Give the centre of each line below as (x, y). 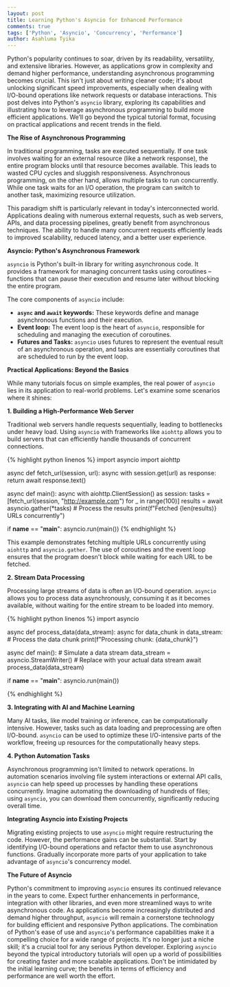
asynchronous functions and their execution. (80, 320)
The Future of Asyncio (39, 875)
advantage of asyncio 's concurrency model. (69, 862)
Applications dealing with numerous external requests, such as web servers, (115, 216)
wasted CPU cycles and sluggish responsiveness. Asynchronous (99, 173)
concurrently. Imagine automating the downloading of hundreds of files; (109, 791)
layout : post (26, 13)
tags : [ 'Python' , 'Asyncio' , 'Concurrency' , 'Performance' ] (95, 33)
